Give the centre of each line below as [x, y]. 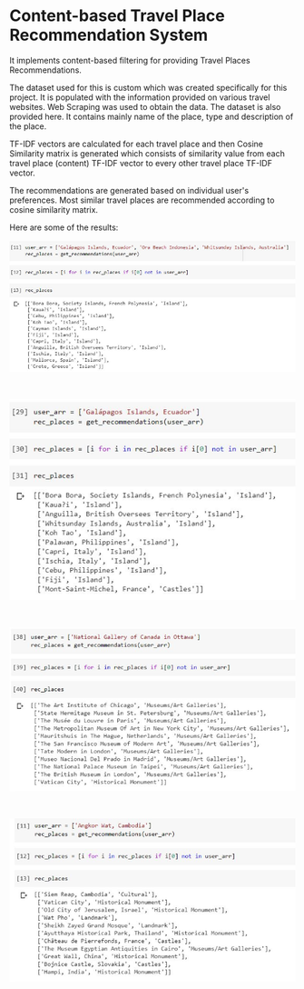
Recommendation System [109, 35]
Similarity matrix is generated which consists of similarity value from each [147, 153]
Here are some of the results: [64, 227]
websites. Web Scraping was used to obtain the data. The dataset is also [145, 106]
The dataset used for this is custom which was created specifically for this [148, 87]
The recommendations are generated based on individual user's [129, 190]
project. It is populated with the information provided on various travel [140, 97]
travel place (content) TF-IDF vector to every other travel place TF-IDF [141, 163]
